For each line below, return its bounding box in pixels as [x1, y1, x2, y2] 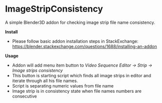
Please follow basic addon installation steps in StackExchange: [12, 38, 139, 44]
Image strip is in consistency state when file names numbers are [12, 88, 142, 94]
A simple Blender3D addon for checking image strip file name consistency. [5, 19, 155, 25]
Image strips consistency [12, 67, 63, 73]
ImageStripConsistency [5, 3, 103, 15]
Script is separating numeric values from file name [12, 83, 114, 88]
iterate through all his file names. [12, 78, 78, 84]
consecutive [12, 93, 38, 99]
